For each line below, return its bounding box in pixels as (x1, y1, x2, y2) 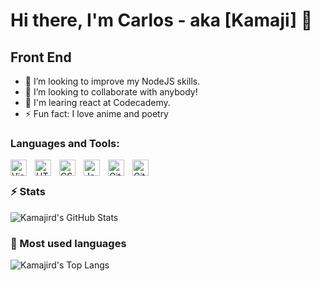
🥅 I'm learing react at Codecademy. (24, 97, 171, 108)
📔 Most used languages (10, 236, 127, 250)
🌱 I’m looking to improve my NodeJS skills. (24, 75, 201, 87)
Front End (10, 49, 72, 66)
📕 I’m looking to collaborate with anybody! (24, 86, 198, 98)
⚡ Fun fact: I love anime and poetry (24, 108, 169, 119)
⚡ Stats (10, 185, 46, 199)
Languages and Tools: (10, 136, 120, 150)
